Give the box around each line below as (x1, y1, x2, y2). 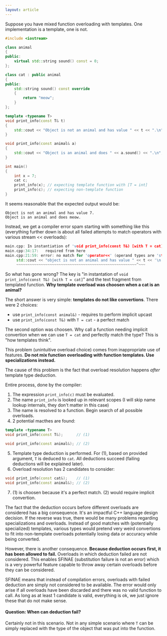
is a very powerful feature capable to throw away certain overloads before (5, 561, 158, 567)
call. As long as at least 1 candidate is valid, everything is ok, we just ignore (5, 592, 159, 598)
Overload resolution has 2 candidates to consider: (12, 466, 115, 472)
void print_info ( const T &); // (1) (5, 432, 90, 437)
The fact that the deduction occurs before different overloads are (5, 504, 139, 510)
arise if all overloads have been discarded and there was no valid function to (5, 587, 162, 593)
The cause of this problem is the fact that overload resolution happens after (5, 367, 160, 373)
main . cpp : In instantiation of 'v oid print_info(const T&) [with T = (5, 243, 153, 249)
